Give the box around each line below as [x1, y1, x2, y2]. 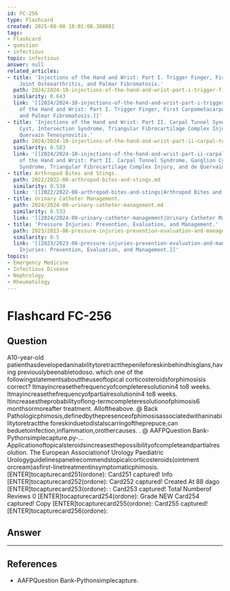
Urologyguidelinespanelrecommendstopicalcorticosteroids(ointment [7, 456, 200, 464]
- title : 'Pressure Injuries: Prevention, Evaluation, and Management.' [7, 221, 219, 227]
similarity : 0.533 [13, 208, 66, 215]
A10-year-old [7, 353, 44, 361]
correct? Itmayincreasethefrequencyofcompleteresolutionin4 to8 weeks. [7, 383, 212, 391]
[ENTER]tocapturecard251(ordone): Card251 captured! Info [7, 470, 173, 478]
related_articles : [7, 67, 60, 74]
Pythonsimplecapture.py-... [7, 434, 84, 442]
